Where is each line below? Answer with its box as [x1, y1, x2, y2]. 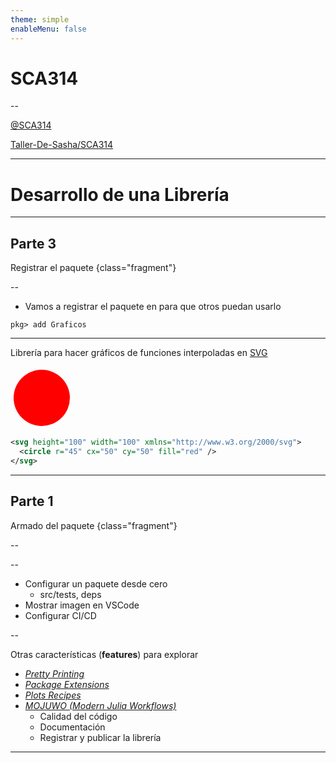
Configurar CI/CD [24, 609, 97, 621]
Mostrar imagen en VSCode [24, 599, 140, 611]
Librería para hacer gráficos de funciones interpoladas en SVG [10, 347, 268, 359]
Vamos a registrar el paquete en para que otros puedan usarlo [24, 301, 282, 313]
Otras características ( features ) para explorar [10, 648, 199, 660]
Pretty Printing [24, 667, 85, 680]
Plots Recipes [24, 689, 82, 701]
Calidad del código [39, 710, 118, 722]
